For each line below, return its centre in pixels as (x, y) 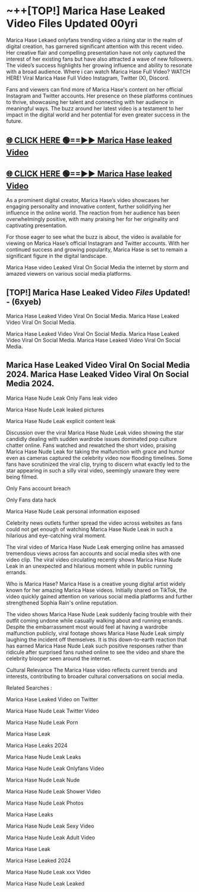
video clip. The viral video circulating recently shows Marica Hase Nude (94, 559)
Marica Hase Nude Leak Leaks (44, 757)
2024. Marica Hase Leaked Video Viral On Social (97, 375)
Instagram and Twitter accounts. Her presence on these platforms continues (99, 96)
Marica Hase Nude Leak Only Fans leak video (62, 398)
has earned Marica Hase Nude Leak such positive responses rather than (95, 645)
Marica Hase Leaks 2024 (37, 745)
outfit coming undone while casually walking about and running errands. (94, 620)
